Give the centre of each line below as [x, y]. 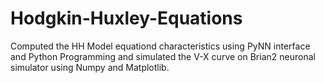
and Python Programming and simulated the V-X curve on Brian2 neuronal [163, 56]
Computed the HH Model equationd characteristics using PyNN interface [160, 46]
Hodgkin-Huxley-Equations [126, 18]
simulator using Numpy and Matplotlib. [90, 67]
